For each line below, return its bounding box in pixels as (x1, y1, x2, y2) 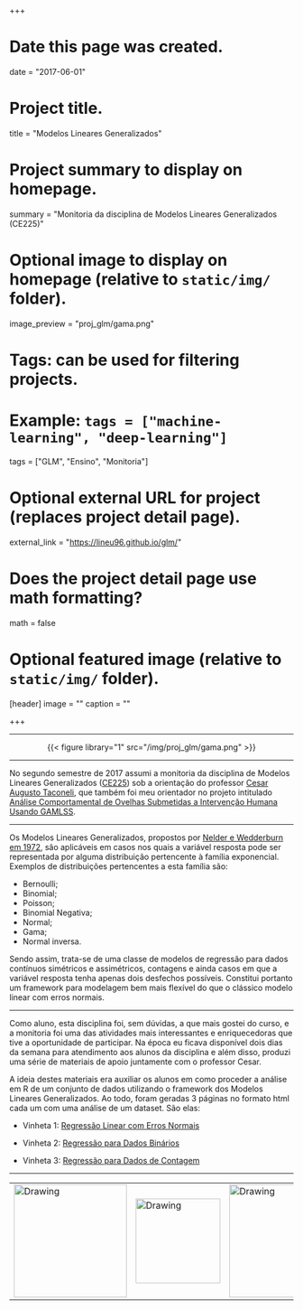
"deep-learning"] (97, 430, 228, 447)
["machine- (141, 413, 223, 430)
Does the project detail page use (9, 568, 257, 588)
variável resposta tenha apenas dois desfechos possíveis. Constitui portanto (9, 972, 293, 983)
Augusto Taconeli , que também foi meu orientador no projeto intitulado (9, 787, 273, 798)
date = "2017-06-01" (9, 66, 87, 77)
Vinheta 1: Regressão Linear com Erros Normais (22, 1119, 200, 1130)
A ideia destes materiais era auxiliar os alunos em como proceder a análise (9, 1073, 288, 1084)
